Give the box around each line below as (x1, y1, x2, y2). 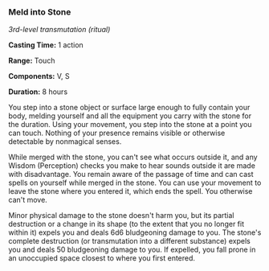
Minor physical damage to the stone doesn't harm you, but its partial (8, 211, 234, 220)
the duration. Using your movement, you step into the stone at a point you (8, 120, 252, 129)
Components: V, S (8, 72, 70, 81)
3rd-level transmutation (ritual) (8, 25, 111, 35)
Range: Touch (8, 55, 55, 66)
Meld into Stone (8, 6, 71, 18)
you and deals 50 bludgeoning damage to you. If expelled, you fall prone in (8, 244, 256, 255)
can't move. (8, 195, 48, 205)
